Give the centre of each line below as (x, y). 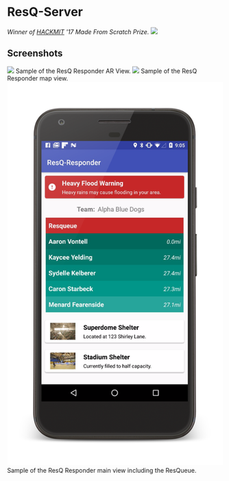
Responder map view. (38, 78)
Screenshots (35, 53)
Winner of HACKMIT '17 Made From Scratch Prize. (78, 32)
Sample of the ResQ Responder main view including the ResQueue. (102, 471)
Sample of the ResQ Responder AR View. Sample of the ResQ (106, 71)
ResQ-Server (45, 12)
